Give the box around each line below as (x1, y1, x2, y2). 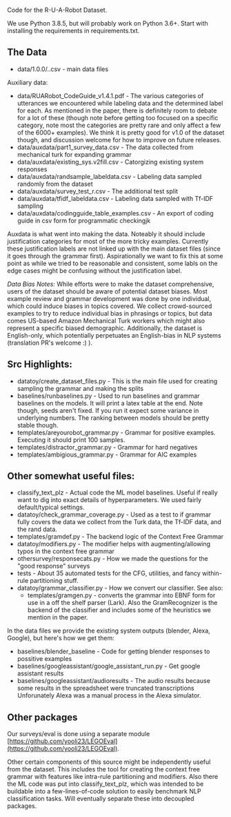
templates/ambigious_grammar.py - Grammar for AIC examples (17, 450, 197, 459)
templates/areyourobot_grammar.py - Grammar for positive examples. (17, 428, 216, 436)
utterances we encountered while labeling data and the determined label (17, 99, 223, 107)
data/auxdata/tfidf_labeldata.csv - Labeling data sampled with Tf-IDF (17, 194, 214, 202)
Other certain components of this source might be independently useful (7, 758, 211, 766)
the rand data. (17, 525, 57, 534)
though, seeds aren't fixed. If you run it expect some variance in (17, 406, 199, 414)
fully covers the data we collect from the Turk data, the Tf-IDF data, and (17, 518, 222, 526)
